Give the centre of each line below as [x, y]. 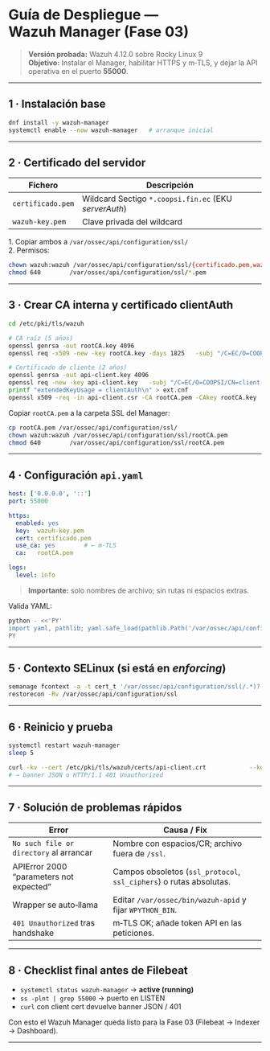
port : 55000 [28, 501]
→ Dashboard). [33, 1031]
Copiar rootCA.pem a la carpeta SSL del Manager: [89, 413]
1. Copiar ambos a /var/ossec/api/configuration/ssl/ [98, 242]
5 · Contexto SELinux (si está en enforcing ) [117, 668]
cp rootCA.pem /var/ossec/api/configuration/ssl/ [93, 428]
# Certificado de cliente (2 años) [68, 367]
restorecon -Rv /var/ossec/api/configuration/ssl [93, 694]
